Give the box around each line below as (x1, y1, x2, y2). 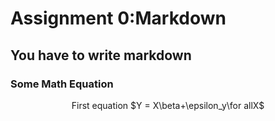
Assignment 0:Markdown (10, 7, 227, 30)
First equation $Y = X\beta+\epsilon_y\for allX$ (71, 99, 265, 111)
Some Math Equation (10, 77, 114, 91)
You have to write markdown (10, 47, 192, 64)
